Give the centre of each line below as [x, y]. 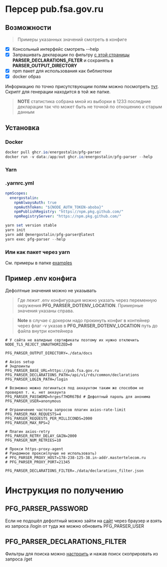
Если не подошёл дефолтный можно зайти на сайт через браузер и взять [83, 521]
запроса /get [19, 559]
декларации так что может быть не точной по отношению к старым [90, 107]
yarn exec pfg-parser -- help [35, 239]
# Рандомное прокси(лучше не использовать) [51, 453]
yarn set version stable [31, 226]
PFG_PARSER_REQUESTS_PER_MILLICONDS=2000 [49, 418]
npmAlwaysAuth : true [35, 203]
